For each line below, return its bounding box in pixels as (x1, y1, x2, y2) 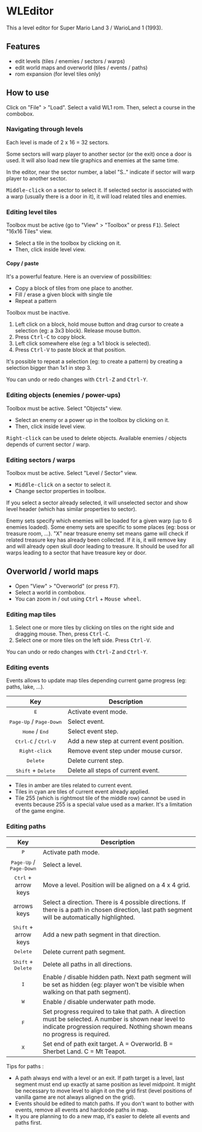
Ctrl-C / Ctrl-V (14, 737, 56, 745)
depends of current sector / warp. (6, 441, 90, 448)
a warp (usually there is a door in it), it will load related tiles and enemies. (6, 192, 187, 200)
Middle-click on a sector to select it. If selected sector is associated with (6, 186, 193, 194)
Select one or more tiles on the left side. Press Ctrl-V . (14, 637, 151, 644)
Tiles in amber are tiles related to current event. (14, 782, 133, 789)
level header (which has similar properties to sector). (6, 505, 137, 512)
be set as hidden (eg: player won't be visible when (43, 980, 185, 988)
